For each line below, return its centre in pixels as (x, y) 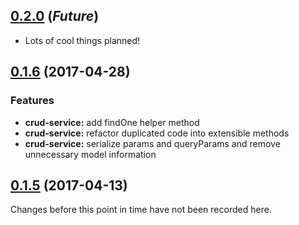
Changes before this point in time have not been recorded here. (141, 210)
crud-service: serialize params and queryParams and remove (152, 143)
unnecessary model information (90, 154)
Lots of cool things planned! (82, 40)
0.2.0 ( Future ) (55, 16)
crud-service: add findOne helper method (112, 122)
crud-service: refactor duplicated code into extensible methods (157, 133)
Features (32, 101)
